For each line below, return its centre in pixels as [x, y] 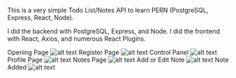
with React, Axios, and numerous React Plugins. [77, 39]
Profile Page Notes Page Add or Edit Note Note [118, 60]
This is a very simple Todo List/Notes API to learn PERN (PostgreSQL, [108, 10]
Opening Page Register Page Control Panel [98, 52]
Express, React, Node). [41, 18]
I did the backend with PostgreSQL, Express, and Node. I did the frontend [114, 31]
